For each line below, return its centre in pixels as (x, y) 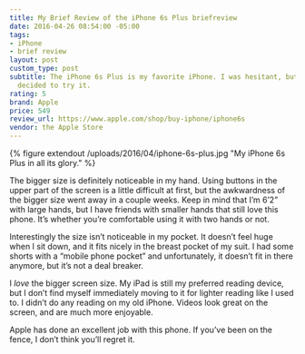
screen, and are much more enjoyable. (81, 312)
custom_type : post (44, 69)
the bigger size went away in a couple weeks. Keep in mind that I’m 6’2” (144, 200)
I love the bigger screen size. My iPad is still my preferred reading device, (147, 283)
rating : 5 (28, 93)
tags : (20, 34)
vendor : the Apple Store (56, 128)
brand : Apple (34, 102)
